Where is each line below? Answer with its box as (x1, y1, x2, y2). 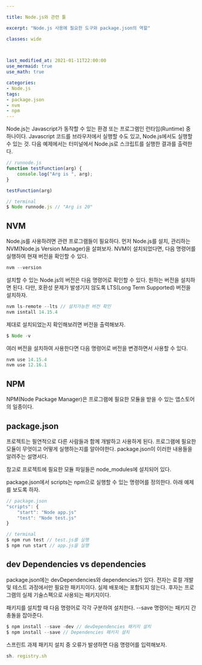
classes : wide (6, 36, 42, 42)
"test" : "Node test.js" (17, 515, 77, 521)
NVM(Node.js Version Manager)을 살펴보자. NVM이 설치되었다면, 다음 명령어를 (6, 245, 196, 252)
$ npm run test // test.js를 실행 (6, 537, 89, 543)
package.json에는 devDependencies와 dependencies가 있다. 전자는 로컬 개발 (6, 576, 194, 583)
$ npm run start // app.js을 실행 (6, 542, 89, 549)
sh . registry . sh (6, 653, 47, 659)
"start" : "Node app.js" (17, 509, 77, 515)
